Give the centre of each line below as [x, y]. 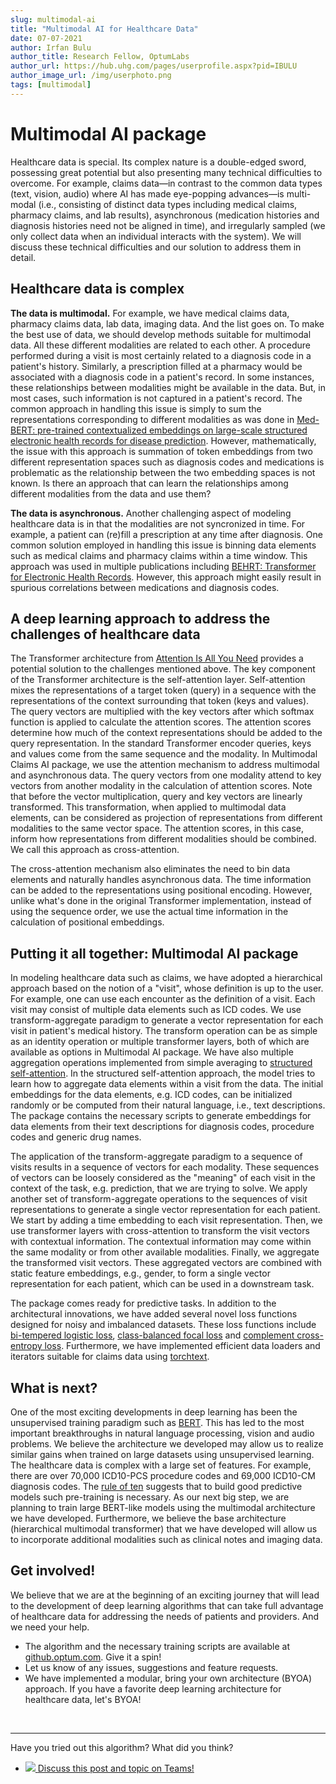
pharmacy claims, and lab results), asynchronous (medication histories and [165, 215]
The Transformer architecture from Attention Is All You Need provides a [157, 658]
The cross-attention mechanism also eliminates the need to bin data [150, 869]
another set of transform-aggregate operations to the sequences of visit [159, 1199]
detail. [23, 257]
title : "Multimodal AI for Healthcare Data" [104, 29]
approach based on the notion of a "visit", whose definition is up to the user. [167, 988]
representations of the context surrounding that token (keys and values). [160, 701]
